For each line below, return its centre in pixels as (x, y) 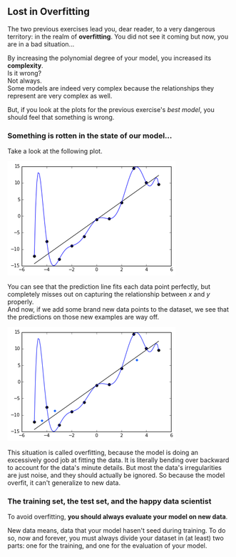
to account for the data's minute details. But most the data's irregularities (115, 468)
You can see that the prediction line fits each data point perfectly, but (109, 287)
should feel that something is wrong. (61, 117)
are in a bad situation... (41, 44)
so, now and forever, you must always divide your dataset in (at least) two (116, 538)
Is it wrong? (24, 73)
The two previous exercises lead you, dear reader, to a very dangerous (111, 29)
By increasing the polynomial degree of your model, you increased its (109, 58)
